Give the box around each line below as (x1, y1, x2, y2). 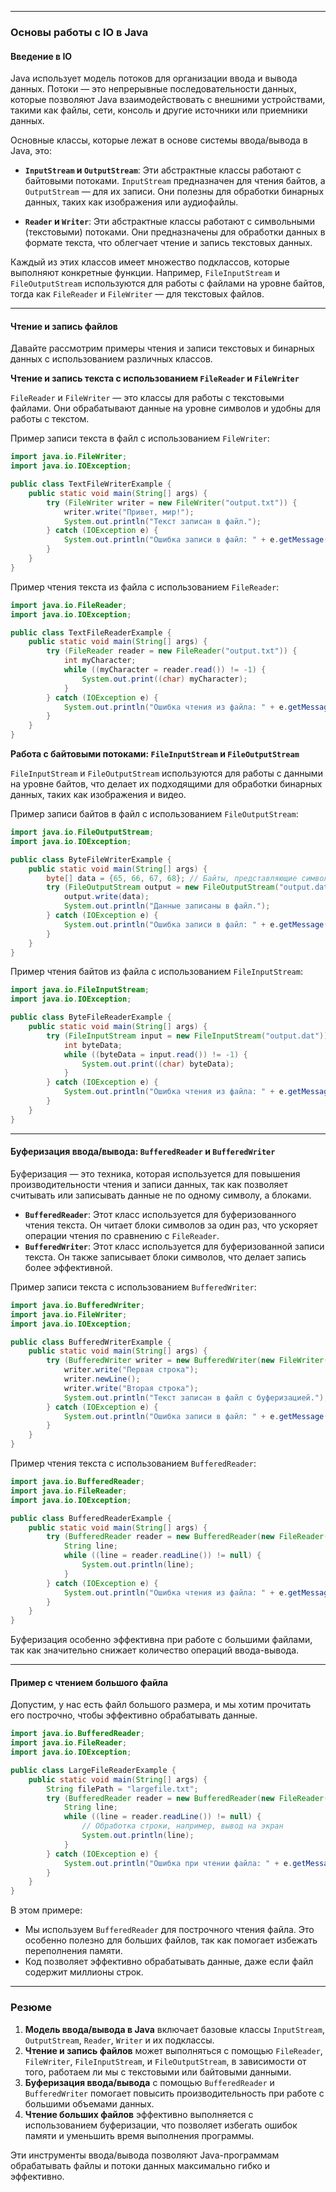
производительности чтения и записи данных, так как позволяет (10, 1178, 289, 1190)
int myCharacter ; (63, 656, 137, 666)
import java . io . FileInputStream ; (10, 985, 150, 995)
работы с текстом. (10, 413, 90, 425)
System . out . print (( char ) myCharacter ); (81, 674, 248, 684)
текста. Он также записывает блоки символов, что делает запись (24, 1251, 307, 1263)
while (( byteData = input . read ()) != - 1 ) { (63, 1049, 248, 1060)
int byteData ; (63, 1040, 123, 1050)
